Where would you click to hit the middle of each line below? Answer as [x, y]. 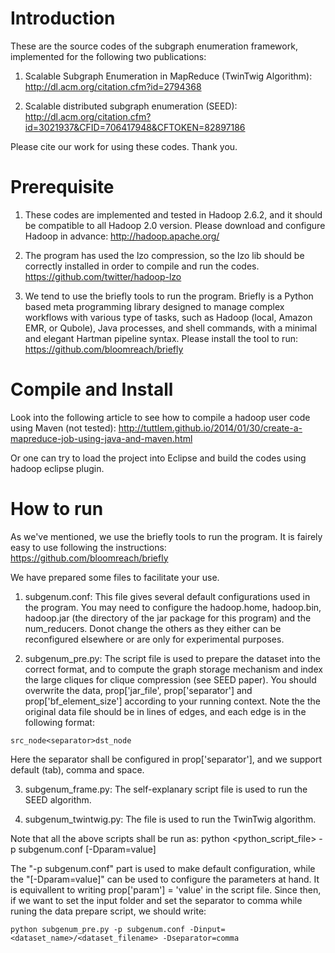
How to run [57, 509]
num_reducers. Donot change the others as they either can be [153, 628]
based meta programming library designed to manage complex [154, 306]
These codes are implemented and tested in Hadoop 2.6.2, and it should [173, 214]
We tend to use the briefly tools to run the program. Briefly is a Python [169, 296]
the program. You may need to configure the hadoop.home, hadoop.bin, [173, 607]
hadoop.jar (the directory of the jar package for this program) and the [168, 618]
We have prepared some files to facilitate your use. [115, 577]
